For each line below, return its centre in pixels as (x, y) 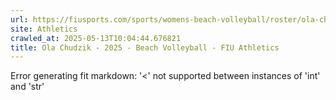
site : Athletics (44, 29)
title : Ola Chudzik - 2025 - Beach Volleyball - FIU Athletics (145, 47)
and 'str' (27, 87)
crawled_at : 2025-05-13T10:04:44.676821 (96, 38)
